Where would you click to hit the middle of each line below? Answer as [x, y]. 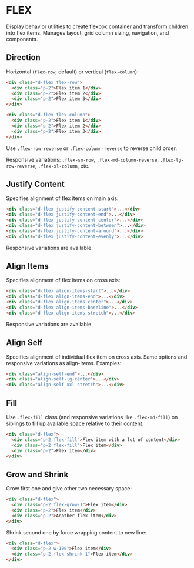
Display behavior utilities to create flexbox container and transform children [97, 26]
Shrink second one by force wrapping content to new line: [76, 532]
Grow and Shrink [37, 474]
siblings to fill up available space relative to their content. [75, 423]
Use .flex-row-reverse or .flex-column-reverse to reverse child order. [92, 148]
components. [22, 39]
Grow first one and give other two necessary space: [69, 489]
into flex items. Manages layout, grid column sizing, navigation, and [88, 32]
